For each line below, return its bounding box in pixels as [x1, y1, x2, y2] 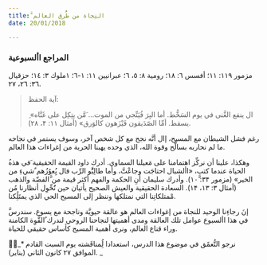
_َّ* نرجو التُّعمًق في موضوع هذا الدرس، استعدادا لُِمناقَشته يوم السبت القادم [8, 239, 237, 248]
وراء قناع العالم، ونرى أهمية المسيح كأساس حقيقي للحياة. [8, 224, 178, 233]
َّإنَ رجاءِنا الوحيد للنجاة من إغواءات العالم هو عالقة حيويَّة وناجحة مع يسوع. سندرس [8, 206, 249, 216]
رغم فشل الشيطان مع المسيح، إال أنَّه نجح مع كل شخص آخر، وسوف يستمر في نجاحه [8, 133, 260, 143]
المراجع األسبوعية [8, 53, 69, 64]
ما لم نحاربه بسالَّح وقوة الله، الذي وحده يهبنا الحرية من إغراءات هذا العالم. [8, 142, 226, 151]
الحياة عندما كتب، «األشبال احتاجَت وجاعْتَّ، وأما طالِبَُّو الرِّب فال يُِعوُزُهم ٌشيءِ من [8, 166, 245, 175]
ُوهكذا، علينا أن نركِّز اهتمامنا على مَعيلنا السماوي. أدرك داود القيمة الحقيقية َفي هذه [8, 157, 250, 167]
